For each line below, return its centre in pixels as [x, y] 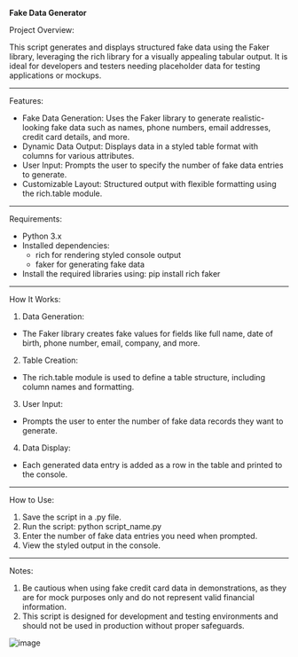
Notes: [21, 571]
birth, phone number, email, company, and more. [111, 343]
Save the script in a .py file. [72, 517]
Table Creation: [50, 360]
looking [35, 127]
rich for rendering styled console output [108, 255]
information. [44, 607]
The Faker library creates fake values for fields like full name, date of [147, 333]
